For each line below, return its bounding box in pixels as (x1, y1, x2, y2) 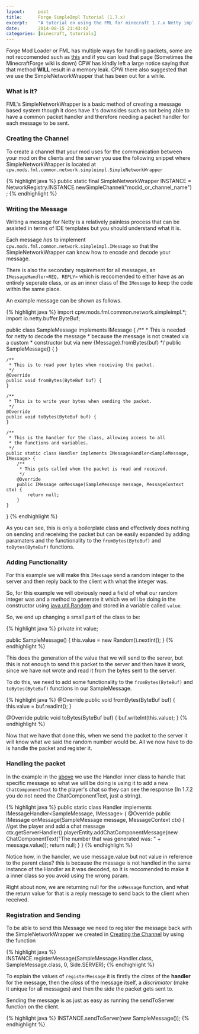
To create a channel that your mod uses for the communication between (6, 148, 182, 155)
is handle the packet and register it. (6, 745, 92, 752)
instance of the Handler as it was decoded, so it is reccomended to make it (6, 865, 189, 872)
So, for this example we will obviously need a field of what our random (6, 589, 178, 597)
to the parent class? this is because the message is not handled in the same (6, 859, 191, 866)
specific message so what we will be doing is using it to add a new (6, 779, 169, 786)
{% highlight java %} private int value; (6, 625, 99, 632)
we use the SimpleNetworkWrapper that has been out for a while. (6, 72, 166, 80)
